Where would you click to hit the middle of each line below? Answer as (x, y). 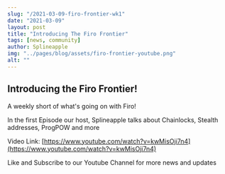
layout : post (27, 27)
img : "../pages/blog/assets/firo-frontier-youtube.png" (92, 54)
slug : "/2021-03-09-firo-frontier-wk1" (66, 14)
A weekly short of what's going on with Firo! (72, 106)
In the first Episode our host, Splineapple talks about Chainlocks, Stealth (113, 120)
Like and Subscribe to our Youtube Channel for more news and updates (112, 162)
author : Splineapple (38, 47)
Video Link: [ (26, 141)
